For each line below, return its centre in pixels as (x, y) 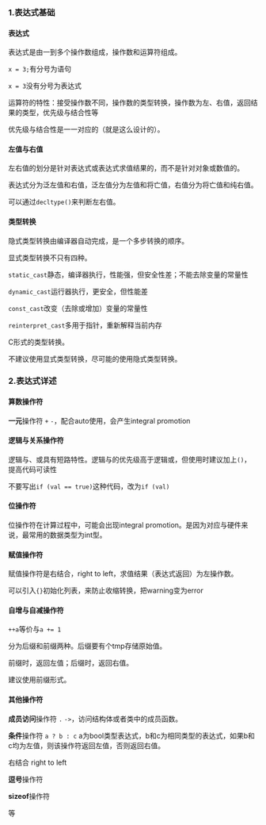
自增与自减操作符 (36, 610)
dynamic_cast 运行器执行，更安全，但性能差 (78, 291)
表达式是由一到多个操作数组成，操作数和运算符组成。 (95, 52)
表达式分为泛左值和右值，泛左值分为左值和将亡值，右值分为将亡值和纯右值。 (133, 185)
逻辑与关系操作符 (36, 440)
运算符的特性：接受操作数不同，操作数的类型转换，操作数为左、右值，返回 (129, 103)
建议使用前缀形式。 (40, 680)
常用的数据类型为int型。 (68, 535)
